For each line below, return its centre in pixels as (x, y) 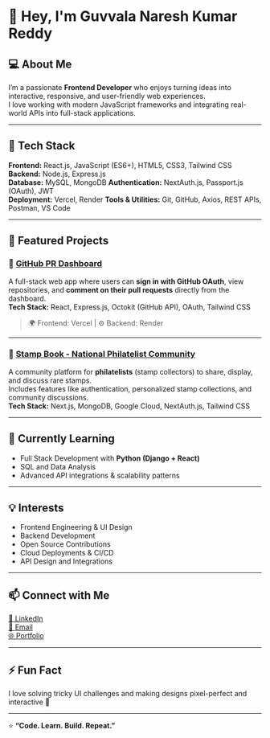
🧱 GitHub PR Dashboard (55, 264)
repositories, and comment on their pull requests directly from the (119, 289)
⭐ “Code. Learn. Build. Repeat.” (62, 726)
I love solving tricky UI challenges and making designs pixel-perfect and (128, 694)
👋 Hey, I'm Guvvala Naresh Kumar (123, 16)
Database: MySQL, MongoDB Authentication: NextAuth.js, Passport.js (126, 182)
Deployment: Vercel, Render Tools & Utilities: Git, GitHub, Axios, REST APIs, (135, 199)
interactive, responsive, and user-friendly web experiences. (107, 96)
